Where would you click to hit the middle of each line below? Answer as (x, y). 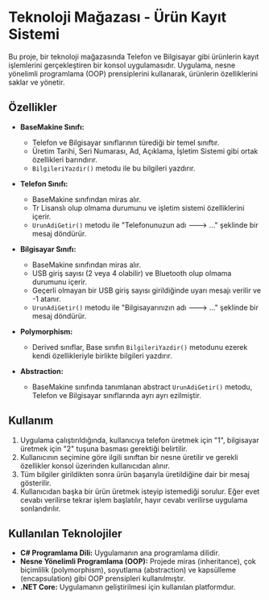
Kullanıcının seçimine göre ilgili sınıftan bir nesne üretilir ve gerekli (129, 457)
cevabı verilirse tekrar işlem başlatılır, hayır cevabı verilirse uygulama (134, 499)
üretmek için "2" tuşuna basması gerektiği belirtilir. (103, 448)
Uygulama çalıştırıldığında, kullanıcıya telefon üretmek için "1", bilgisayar (139, 440)
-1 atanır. (47, 298)
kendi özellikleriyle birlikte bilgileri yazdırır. (102, 355)
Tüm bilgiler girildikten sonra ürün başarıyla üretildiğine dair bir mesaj (134, 474)
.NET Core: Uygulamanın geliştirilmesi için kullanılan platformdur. (128, 587)
